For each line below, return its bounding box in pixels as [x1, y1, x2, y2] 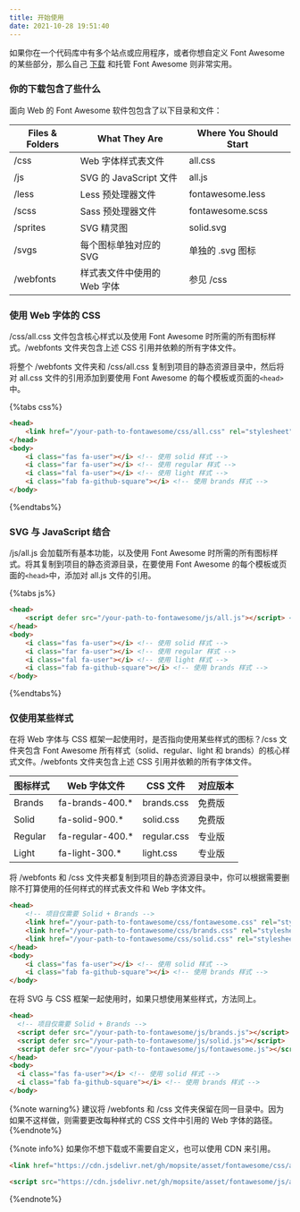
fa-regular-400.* [58, 830, 134, 842]
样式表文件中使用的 [79, 266, 162, 278]
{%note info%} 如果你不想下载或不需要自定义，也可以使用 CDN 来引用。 [9, 1143, 276, 1154]
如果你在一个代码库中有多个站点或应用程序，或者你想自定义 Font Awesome [9, 47, 286, 58]
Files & [28, 126, 58, 139]
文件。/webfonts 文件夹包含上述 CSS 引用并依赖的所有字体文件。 [16, 756, 257, 767]
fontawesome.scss [188, 204, 268, 217]
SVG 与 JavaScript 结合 [9, 525, 111, 538]
